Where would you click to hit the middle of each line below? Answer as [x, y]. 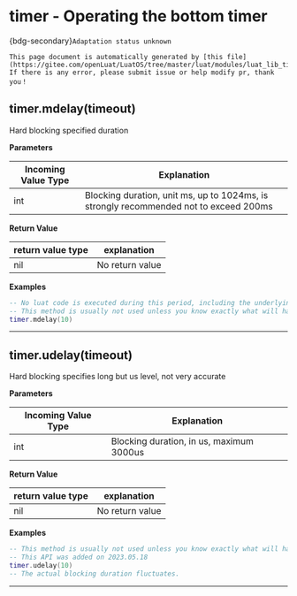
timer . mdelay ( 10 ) [41, 319]
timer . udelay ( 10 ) [41, 565]
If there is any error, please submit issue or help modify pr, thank [142, 73]
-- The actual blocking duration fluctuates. [94, 573]
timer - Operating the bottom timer [138, 16]
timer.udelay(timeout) [71, 355]
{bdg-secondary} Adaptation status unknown [91, 41]
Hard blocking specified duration [69, 130]
